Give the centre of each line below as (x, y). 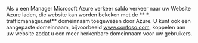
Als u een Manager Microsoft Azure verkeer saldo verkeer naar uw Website (98, 9)
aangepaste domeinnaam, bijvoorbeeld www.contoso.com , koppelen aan (96, 27)
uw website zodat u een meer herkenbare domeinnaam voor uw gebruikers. (99, 34)
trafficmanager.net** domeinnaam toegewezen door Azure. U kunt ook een (98, 21)
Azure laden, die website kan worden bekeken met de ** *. (78, 15)
